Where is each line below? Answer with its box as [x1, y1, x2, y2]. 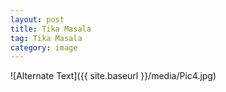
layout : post [10, 14, 65, 25]
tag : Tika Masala [10, 33, 83, 43]
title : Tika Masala [10, 24, 92, 34]
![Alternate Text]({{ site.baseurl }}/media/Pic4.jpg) [10, 70, 217, 82]
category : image [10, 42, 78, 53]
